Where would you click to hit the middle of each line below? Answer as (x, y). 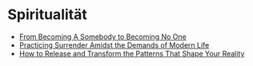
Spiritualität (47, 15)
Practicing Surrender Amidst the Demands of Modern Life (114, 45)
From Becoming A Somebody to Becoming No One (103, 37)
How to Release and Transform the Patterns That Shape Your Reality (132, 53)
